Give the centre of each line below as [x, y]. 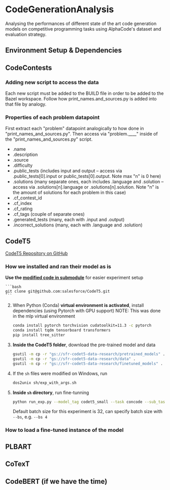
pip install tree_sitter [39, 335]
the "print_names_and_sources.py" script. [49, 139]
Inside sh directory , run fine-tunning [51, 392]
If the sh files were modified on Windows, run [60, 373]
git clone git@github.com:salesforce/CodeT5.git [58, 292]
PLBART [19, 446]
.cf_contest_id [27, 198]
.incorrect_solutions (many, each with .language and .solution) [78, 225]
